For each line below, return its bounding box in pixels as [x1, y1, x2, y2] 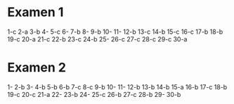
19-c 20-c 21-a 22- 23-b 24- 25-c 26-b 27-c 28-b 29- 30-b [7, 90, 181, 98]
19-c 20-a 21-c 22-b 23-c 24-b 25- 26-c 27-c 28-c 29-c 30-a [7, 34, 188, 43]
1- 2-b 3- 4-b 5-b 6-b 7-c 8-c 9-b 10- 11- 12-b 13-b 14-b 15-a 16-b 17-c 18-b [7, 82, 228, 91]
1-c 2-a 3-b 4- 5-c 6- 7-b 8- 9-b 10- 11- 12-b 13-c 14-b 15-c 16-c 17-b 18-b [7, 27, 223, 36]
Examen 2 [7, 60, 67, 76]
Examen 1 [7, 4, 64, 20]
